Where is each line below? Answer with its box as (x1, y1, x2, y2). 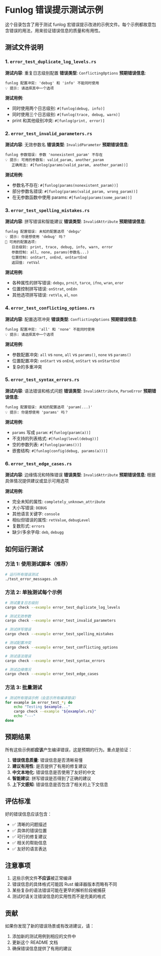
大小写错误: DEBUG (12, 505, 47, 511)
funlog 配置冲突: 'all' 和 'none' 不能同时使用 (5, 327, 95, 332)
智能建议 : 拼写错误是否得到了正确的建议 (12, 775, 91, 781)
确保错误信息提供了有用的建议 (12, 946, 72, 952)
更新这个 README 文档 (12, 939, 58, 945)
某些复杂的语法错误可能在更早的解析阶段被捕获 (12, 887, 106, 893)
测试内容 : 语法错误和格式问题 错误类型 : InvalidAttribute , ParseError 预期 (5, 388, 152, 394)
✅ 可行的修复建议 (12, 834, 47, 839)
